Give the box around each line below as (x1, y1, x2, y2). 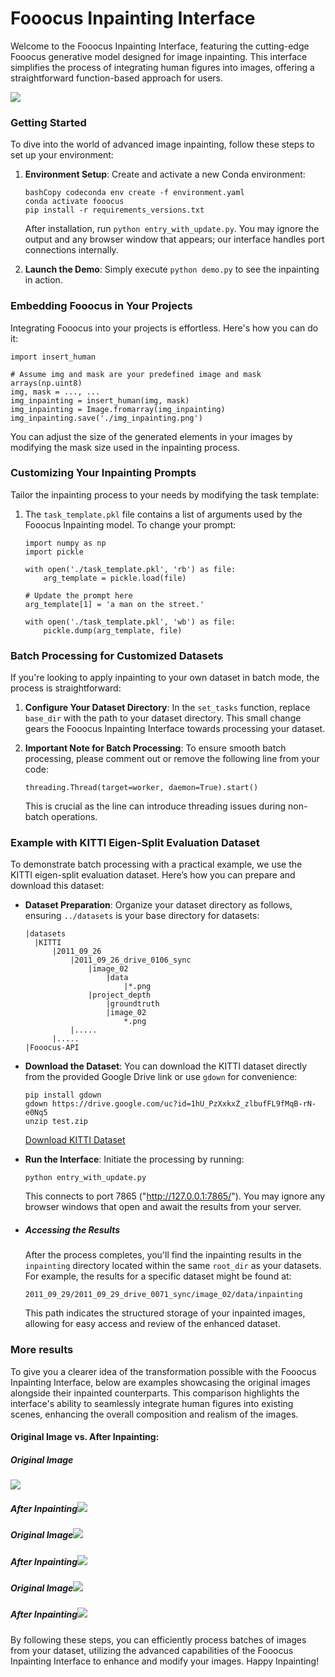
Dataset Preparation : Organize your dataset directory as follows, (24, 899, 293, 911)
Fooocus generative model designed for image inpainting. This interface (10, 50, 308, 62)
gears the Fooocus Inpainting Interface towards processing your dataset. (24, 723, 326, 735)
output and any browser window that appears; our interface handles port (24, 233, 325, 246)
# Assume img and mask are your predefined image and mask (10, 369, 262, 379)
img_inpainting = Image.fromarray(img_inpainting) (10, 404, 226, 414)
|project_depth (88, 990, 152, 1001)
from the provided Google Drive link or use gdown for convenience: (24, 1071, 298, 1083)
